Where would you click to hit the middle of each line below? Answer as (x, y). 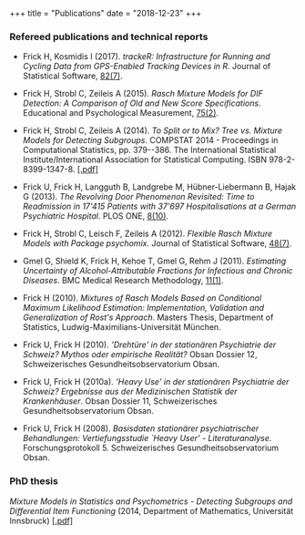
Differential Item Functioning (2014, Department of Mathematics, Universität (152, 510)
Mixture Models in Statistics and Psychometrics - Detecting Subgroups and (151, 501)
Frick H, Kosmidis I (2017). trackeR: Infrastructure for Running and (146, 57)
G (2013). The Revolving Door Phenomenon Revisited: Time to (138, 197)
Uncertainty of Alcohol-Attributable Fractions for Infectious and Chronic (158, 271)
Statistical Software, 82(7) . (72, 76)
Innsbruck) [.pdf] (41, 520)
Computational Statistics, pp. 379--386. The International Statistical (149, 150)
